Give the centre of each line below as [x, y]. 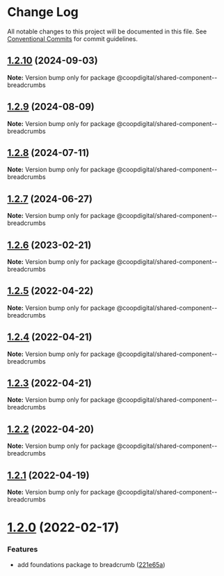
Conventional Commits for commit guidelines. [72, 38]
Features [23, 550]
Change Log [43, 12]
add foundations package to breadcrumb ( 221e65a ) [91, 564]
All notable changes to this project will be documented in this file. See [107, 31]
